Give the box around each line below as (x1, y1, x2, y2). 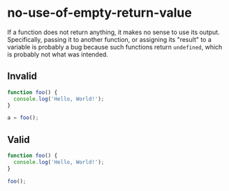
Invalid (7, 70, 37, 82)
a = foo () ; (7, 114, 39, 121)
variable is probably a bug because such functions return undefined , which (7, 43, 223, 51)
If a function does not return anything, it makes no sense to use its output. (7, 28, 220, 36)
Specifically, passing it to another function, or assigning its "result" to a (7, 35, 212, 43)
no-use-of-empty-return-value (7, 5, 192, 21)
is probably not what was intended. (7, 50, 108, 59)
